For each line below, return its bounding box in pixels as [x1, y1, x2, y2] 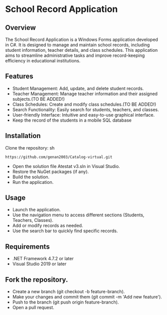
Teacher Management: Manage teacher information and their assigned [12, 91, 158, 97]
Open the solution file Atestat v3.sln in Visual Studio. [12, 163, 120, 169]
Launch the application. [12, 207, 61, 213]
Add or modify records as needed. [12, 223, 83, 229]
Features [5, 72, 33, 81]
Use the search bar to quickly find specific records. [12, 228, 118, 234]
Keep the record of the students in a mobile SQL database [12, 117, 132, 123]
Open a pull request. [12, 305, 55, 311]
